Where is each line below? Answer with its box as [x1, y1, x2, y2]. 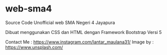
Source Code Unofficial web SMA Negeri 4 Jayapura [5, 19, 115, 25]
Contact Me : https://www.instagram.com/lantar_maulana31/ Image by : [5, 38, 154, 45]
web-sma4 [5, 3, 52, 14]
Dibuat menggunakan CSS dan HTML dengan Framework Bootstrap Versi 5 [5, 29, 162, 35]
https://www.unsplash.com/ [5, 44, 63, 50]
